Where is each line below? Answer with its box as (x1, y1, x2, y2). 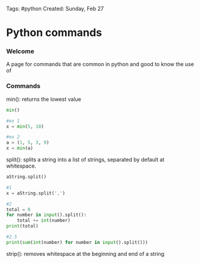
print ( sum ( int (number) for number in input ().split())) (6, 239, 148, 245)
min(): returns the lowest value (6, 95, 82, 103)
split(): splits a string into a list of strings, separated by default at (6, 156, 165, 163)
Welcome (6, 47, 35, 55)
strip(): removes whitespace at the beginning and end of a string (6, 250, 165, 257)
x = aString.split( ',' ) (6, 190, 66, 196)
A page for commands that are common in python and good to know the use (6, 61, 194, 68)
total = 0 (6, 206, 31, 212)
